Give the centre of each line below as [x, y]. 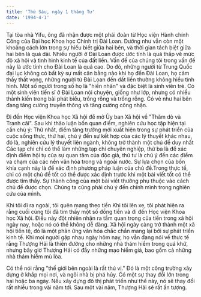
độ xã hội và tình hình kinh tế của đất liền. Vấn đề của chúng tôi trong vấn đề [101, 60]
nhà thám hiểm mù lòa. [34, 256]
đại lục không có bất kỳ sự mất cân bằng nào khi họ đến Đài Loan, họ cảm [98, 73]
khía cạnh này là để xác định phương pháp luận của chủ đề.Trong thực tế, [97, 168]
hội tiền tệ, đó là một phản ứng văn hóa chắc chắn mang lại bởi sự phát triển [100, 231]
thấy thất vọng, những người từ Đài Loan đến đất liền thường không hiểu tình [100, 80]
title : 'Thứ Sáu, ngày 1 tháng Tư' [51, 12]
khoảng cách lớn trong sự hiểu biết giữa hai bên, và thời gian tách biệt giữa [98, 47]
